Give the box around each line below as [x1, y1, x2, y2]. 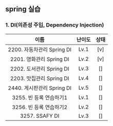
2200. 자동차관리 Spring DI [8, 46, 72, 53]
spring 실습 [5, 5, 41, 14]
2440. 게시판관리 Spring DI [8, 84, 72, 91]
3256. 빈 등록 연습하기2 [12, 103, 68, 111]
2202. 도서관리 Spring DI [10, 65, 69, 72]
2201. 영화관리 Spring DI [10, 55, 69, 62]
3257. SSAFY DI [20, 112, 60, 119]
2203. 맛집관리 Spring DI [10, 75, 69, 82]
